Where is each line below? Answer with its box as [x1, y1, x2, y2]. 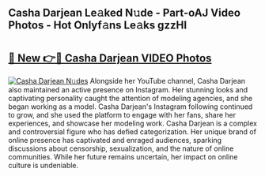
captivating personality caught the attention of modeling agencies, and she [8, 94, 253, 103]
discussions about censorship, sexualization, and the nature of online [8, 144, 234, 153]
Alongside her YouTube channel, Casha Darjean [89, 77, 246, 85]
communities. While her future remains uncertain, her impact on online [8, 152, 238, 161]
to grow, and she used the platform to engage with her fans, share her [8, 110, 237, 119]
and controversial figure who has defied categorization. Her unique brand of [8, 127, 257, 137]
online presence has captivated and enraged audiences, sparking [8, 136, 222, 144]
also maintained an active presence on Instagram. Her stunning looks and [8, 85, 248, 94]
